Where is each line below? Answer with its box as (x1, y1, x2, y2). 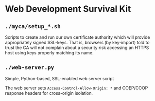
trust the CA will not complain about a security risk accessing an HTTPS (5, 45, 149, 50)
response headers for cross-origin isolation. (5, 90, 93, 96)
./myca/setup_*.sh (5, 23, 61, 30)
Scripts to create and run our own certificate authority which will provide (5, 34, 150, 40)
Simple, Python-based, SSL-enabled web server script (5, 75, 114, 81)
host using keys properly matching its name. (5, 50, 94, 55)
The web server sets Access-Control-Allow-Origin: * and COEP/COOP (5, 85, 148, 91)
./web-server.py (5, 64, 54, 71)
